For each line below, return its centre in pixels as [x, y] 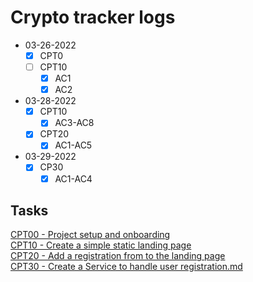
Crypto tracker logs [93, 17]
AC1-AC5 [73, 145]
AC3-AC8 [74, 123]
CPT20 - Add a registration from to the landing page [118, 256]
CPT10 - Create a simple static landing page [101, 245]
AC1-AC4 [73, 178]
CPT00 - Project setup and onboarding [90, 235]
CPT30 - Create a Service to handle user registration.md [126, 267]
